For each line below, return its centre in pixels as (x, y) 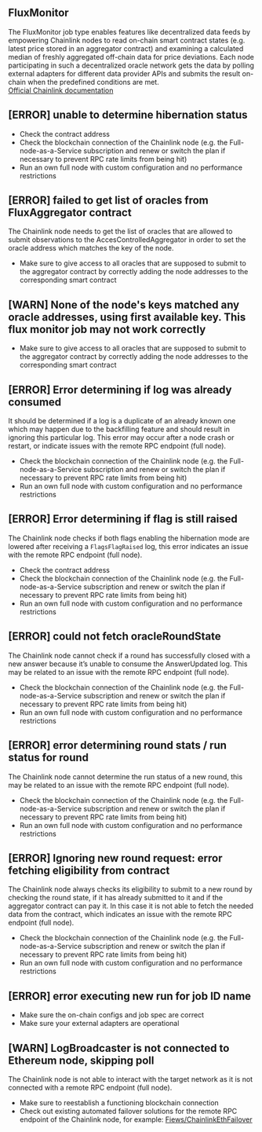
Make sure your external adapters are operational (99, 1024)
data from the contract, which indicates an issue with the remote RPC (120, 914)
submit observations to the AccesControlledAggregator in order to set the (127, 240)
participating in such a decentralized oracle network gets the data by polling (131, 65)
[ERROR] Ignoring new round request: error (115, 858)
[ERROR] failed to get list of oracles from (109, 201)
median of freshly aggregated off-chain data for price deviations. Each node (131, 57)
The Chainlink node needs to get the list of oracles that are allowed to (120, 232)
